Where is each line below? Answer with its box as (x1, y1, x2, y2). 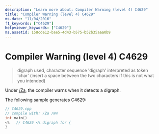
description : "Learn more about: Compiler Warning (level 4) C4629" (5, 7, 148, 12)
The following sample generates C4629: (5, 97, 87, 103)
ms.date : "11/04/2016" (5, 16, 52, 21)
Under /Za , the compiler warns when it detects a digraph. (5, 87, 121, 93)
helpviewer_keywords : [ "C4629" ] (5, 26, 71, 30)
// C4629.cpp (5, 106, 32, 111)
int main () (5, 115, 27, 120)
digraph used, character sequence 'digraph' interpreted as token (17, 67, 148, 73)
